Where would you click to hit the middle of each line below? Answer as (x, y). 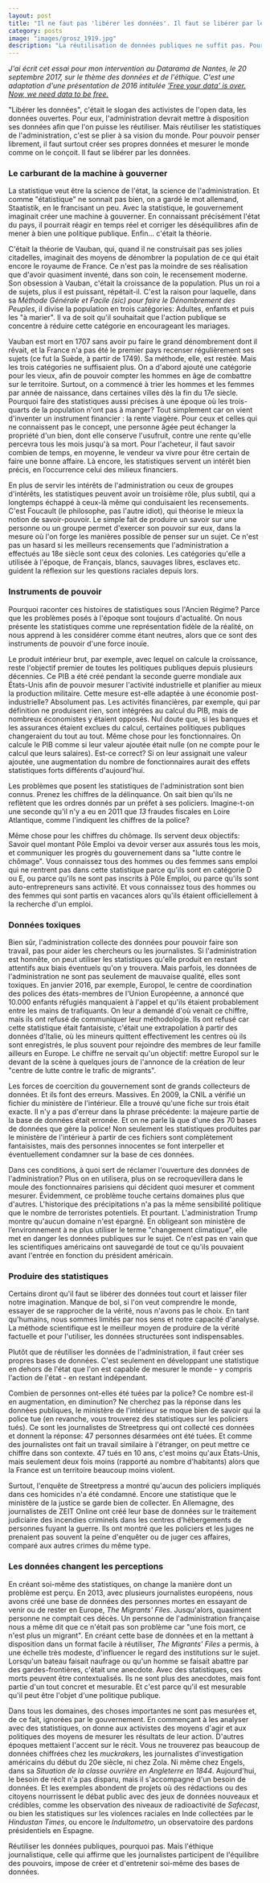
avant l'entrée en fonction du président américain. (91, 1256)
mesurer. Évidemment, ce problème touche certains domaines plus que (127, 1196)
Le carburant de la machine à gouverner (88, 174)
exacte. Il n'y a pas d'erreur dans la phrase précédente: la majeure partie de (134, 1112)
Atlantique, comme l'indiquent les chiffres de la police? (99, 820)
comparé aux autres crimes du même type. (80, 1546)
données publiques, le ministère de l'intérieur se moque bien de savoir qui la (135, 1410)
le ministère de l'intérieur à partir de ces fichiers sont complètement (121, 1137)
